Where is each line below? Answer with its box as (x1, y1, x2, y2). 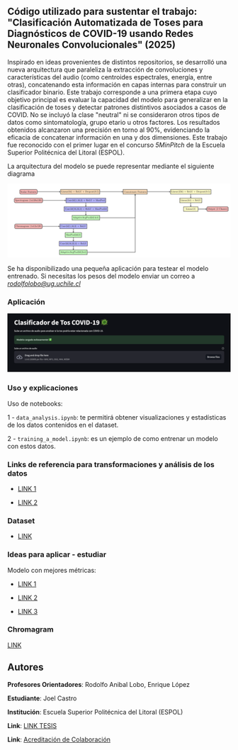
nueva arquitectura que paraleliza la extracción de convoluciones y (7, 65, 203, 74)
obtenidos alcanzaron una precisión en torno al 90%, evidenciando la (7, 125, 210, 134)
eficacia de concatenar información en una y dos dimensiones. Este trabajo (7, 133, 228, 141)
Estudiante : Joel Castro (7, 694, 77, 703)
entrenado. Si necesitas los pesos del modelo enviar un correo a (7, 272, 195, 281)
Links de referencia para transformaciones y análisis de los (7, 459, 215, 469)
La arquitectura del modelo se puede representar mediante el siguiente (7, 162, 215, 170)
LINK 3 (17, 607, 38, 615)
